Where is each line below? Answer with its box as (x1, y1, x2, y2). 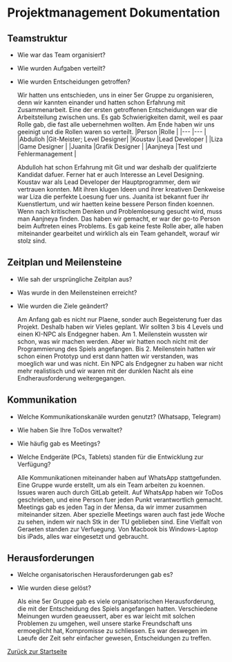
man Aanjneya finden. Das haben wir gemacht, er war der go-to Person (17, 214, 221, 223)
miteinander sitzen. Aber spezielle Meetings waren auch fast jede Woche (17, 510, 225, 518)
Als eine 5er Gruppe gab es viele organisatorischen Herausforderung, (17, 597, 215, 606)
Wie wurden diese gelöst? (17, 584, 92, 592)
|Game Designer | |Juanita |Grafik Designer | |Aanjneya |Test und (17, 142, 202, 150)
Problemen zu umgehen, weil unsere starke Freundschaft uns (17, 619, 192, 627)
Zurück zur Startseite (7, 647, 68, 656)
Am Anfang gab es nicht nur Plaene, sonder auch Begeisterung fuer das (17, 315, 222, 323)
